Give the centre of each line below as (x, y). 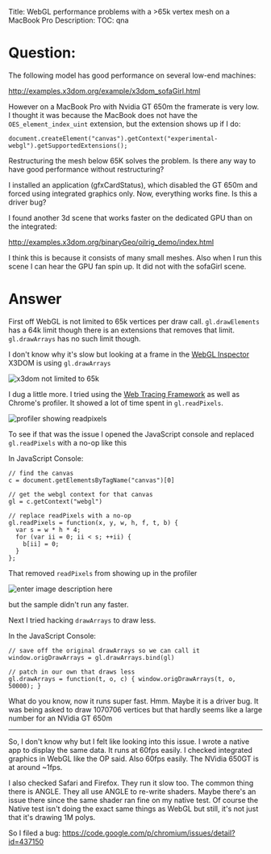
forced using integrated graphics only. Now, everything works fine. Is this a (133, 193)
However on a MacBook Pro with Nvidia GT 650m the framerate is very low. (134, 106)
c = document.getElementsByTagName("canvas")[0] (92, 480)
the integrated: (33, 226)
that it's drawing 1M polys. (52, 817)
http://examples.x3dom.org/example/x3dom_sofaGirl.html (104, 91)
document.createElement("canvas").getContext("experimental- (113, 138)
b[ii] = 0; (41, 544)
